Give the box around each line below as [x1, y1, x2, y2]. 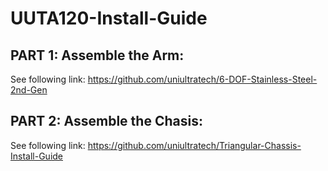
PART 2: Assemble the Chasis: [10, 113, 203, 130]
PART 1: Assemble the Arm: [10, 47, 185, 64]
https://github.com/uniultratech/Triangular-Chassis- [87, 139, 302, 151]
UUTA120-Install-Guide [10, 7, 208, 30]
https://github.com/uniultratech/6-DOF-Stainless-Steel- [87, 73, 318, 85]
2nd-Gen [10, 84, 48, 96]
